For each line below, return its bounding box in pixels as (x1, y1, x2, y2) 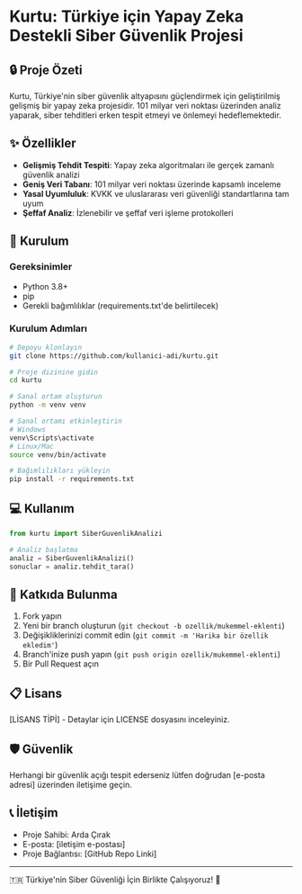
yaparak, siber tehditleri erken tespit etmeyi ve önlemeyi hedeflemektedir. (9, 110, 281, 121)
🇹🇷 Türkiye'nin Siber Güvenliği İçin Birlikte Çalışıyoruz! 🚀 (9, 874, 221, 885)
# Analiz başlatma (9, 545, 78, 554)
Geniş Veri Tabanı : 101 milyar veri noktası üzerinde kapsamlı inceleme (22, 178, 281, 190)
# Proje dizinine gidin (9, 367, 99, 377)
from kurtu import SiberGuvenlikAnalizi (9, 529, 164, 538)
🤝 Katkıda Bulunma (9, 586, 119, 602)
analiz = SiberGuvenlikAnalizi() (9, 553, 135, 563)
